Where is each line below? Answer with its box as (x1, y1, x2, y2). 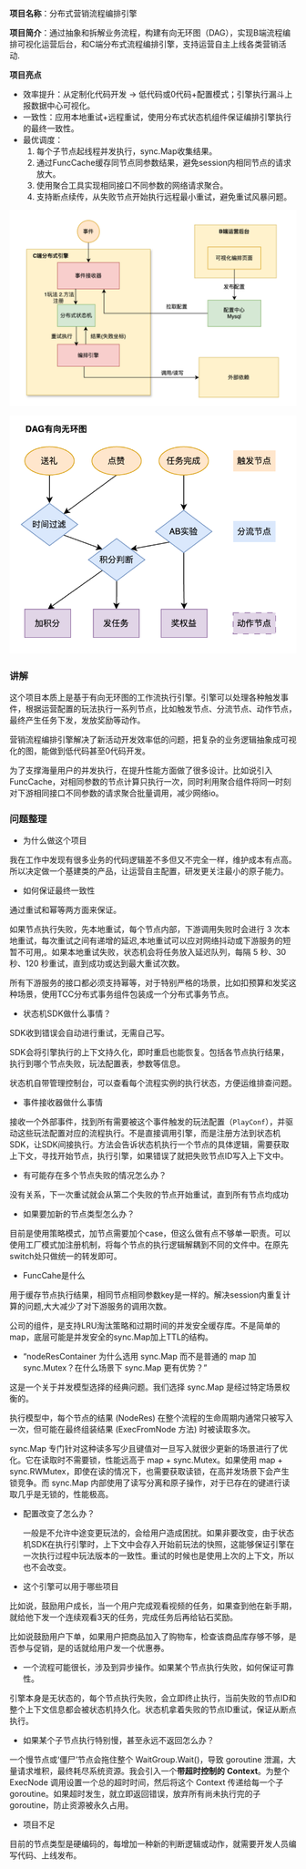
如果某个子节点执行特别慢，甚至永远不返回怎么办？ (22, 1735, 215, 1746)
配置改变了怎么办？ (22, 1508, 96, 1519)
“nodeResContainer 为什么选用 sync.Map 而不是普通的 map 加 (22, 1351, 257, 1362)
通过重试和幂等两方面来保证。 (9, 905, 121, 916)
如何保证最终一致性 (22, 885, 96, 896)
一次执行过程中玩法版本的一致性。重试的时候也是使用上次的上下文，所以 (22, 1550, 294, 1561)
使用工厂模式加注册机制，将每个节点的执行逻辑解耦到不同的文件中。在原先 (9, 1239, 289, 1250)
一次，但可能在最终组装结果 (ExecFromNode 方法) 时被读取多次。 (9, 1424, 256, 1435)
